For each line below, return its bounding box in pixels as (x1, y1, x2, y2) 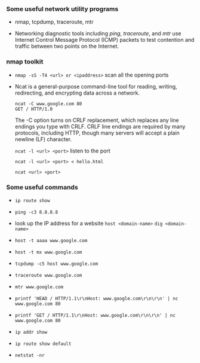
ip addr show (14, 329, 48, 335)
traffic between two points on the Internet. (14, 42, 119, 50)
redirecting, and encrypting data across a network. (14, 89, 140, 96)
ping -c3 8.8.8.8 (14, 209, 59, 215)
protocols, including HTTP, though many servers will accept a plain (14, 129, 180, 136)
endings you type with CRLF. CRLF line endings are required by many (14, 123, 186, 130)
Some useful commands (6, 183, 79, 191)
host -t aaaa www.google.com (14, 237, 88, 243)
